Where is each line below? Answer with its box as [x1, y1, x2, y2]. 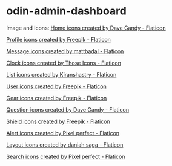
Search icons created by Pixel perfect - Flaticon [6, 153, 125, 160]
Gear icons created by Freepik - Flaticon [6, 94, 107, 101]
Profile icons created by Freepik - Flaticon [6, 36, 111, 43]
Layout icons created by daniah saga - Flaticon [6, 141, 124, 148]
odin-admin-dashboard [6, 4, 127, 18]
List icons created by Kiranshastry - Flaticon [6, 71, 117, 78]
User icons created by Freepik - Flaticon [6, 83, 107, 90]
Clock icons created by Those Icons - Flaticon [6, 59, 121, 66]
